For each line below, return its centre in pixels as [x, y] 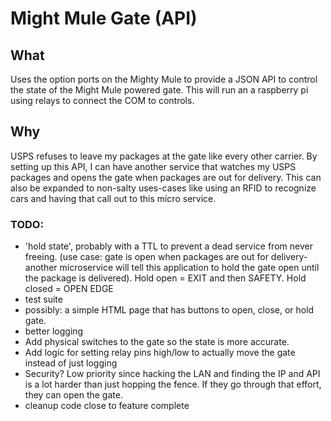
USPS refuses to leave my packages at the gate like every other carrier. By [164, 156]
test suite [43, 299]
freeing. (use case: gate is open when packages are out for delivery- [166, 257]
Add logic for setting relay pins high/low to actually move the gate [160, 353]
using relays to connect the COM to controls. [102, 100]
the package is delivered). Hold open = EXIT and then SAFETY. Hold [165, 278]
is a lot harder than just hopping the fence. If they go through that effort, [173, 384]
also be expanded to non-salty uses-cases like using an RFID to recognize [163, 188]
